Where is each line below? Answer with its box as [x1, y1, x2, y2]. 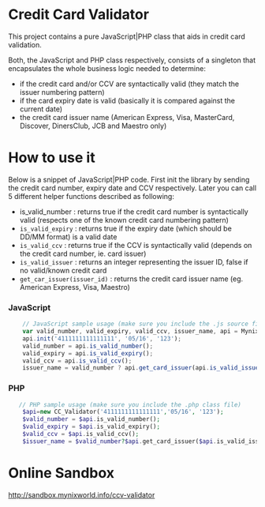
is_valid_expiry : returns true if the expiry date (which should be [19, 223, 233, 233]
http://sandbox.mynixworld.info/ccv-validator [8, 490, 155, 499]
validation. [8, 39, 42, 49]
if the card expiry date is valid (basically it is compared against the [19, 96, 235, 105]
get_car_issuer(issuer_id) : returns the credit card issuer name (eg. [19, 274, 244, 284]
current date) [19, 104, 63, 114]
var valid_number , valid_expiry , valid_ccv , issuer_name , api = [22, 328, 238, 336]
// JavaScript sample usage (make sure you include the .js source [22, 320, 248, 329]
